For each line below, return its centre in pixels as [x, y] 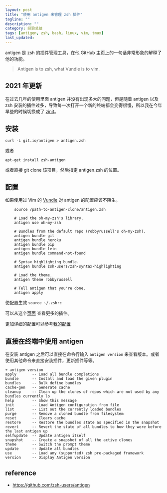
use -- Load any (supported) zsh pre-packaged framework [74, 453]
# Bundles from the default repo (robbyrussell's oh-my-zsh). [80, 231]
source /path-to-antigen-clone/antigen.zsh [60, 210]
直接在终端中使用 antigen [44, 341]
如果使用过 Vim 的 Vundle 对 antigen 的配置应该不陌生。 [63, 200]
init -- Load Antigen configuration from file [62, 405]
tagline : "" [17, 19]
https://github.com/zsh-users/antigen [51, 485]
